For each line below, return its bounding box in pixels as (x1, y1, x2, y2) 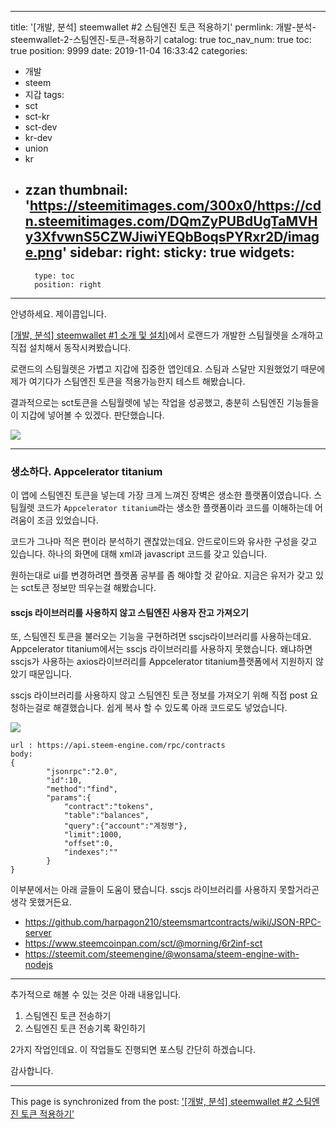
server (24, 927, 52, 939)
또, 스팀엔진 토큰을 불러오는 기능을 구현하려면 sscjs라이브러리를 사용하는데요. (10, 631, 312, 643)
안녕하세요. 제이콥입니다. (10, 307, 107, 320)
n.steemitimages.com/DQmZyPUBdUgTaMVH (24, 213, 318, 230)
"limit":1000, (63, 830, 123, 840)
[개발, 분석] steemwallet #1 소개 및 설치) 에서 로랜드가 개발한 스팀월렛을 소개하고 (10, 329, 324, 341)
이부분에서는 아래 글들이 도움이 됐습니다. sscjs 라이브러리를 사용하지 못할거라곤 (10, 884, 320, 896)
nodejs (24, 959, 53, 971)
